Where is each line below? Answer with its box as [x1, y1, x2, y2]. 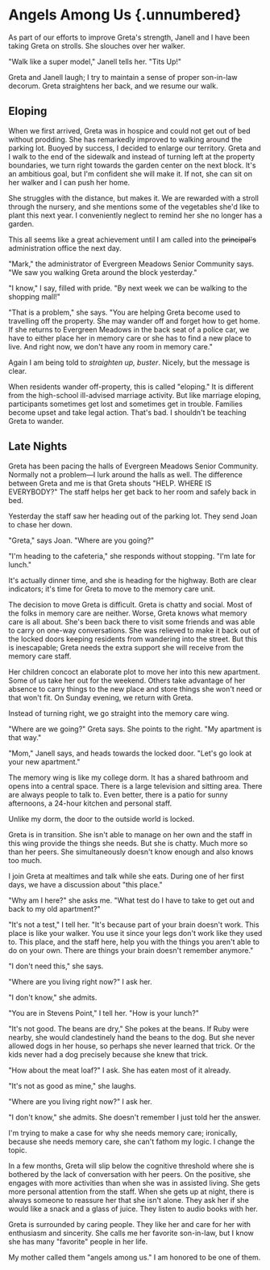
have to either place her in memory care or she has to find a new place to [8, 333, 251, 343]
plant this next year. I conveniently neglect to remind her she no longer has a [8, 210, 263, 220]
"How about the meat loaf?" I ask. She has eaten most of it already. [8, 1065, 231, 1075]
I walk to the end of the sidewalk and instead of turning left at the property [8, 151, 255, 161]
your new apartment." [8, 756, 81, 766]
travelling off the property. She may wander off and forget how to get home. [8, 315, 260, 325]
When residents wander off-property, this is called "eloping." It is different [8, 382, 254, 392]
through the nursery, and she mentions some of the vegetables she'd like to [8, 201, 260, 211]
